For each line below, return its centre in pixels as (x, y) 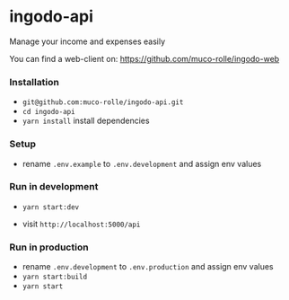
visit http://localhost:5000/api (81, 224)
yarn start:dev (51, 207)
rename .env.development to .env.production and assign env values (148, 267)
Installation (35, 82)
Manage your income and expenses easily (88, 41)
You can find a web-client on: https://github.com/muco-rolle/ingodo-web (144, 58)
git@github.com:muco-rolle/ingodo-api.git (103, 102)
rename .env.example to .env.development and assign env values (142, 163)
